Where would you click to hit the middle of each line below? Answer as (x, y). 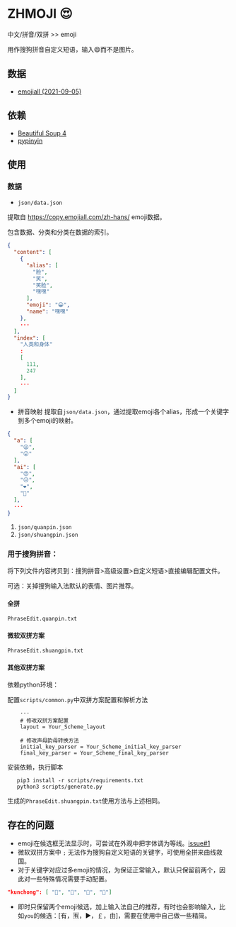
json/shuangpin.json (48, 535)
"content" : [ (33, 252)
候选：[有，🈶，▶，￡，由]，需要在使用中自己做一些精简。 (125, 916)
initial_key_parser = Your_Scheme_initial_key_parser (101, 747)
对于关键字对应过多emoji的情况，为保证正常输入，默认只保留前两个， (118, 870)
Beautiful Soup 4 (42, 133)
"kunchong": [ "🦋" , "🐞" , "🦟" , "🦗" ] (60, 892)
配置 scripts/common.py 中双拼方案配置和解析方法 (78, 699)
